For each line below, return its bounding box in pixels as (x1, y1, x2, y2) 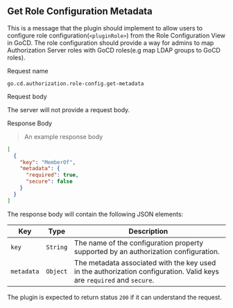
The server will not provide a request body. (7, 105, 130, 114)
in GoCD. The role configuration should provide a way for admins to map (7, 38, 214, 47)
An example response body (24, 132, 103, 141)
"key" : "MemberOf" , (19, 158, 76, 165)
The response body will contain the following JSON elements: (7, 210, 184, 218)
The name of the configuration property (74, 238, 204, 248)
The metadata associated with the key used (74, 257, 216, 267)
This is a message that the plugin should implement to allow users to (7, 24, 203, 32)
